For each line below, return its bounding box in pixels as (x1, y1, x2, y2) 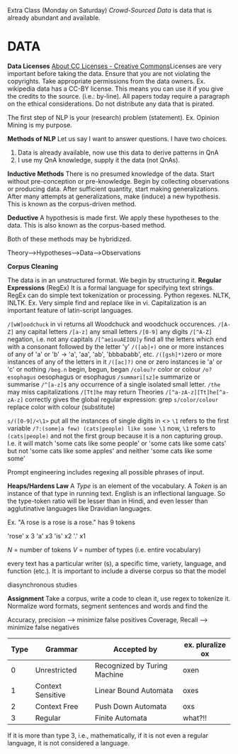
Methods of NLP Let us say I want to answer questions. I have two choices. (7, 134, 228, 143)
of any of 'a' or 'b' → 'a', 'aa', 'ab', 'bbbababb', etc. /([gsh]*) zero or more (7, 350, 222, 358)
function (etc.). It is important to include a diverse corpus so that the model (7, 567, 227, 575)
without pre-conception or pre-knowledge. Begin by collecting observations (7, 177, 229, 185)
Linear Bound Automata (94, 685, 174, 695)
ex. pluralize (183, 640, 227, 650)
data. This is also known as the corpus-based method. (7, 221, 166, 229)
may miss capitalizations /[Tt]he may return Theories (7, 387, 164, 396)
